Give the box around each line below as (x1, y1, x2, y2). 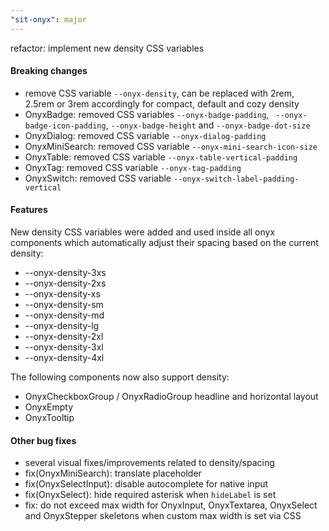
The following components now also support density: (10, 371, 230, 383)
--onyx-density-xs (24, 288, 101, 300)
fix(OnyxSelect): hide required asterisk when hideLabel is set (24, 489, 277, 501)
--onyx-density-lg (24, 320, 100, 332)
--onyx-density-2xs (24, 277, 107, 290)
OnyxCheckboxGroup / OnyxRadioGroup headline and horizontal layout (24, 391, 319, 403)
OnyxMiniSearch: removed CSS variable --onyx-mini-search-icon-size (24, 140, 318, 152)
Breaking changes (10, 65, 88, 77)
